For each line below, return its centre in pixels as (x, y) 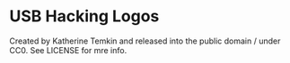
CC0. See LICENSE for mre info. (68, 50)
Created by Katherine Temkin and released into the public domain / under (145, 41)
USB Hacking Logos (84, 16)
